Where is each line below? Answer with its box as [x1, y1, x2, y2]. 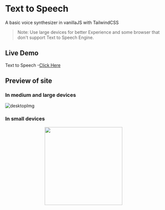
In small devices [5, 115, 45, 122]
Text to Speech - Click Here [5, 62, 61, 68]
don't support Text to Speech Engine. [17, 34, 94, 40]
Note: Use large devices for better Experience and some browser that [17, 29, 160, 35]
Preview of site [5, 77, 52, 85]
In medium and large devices [5, 92, 76, 99]
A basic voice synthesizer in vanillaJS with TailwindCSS [5, 19, 119, 25]
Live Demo [5, 49, 39, 57]
